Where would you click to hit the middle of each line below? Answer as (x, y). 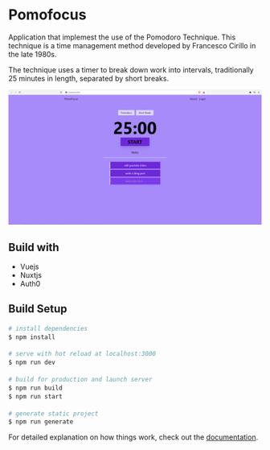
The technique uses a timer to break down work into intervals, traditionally (131, 69)
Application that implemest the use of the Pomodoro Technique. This (122, 37)
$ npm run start (35, 396)
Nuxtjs (31, 275)
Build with (34, 247)
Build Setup (38, 309)
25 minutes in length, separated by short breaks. (89, 78)
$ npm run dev (32, 363)
